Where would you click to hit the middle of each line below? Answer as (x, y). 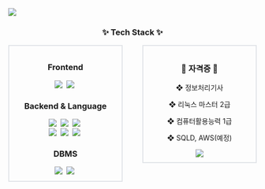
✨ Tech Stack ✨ (132, 32)
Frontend (65, 68)
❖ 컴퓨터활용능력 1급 (200, 120)
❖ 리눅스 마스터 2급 (200, 104)
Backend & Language (65, 106)
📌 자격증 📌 (200, 69)
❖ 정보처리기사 (200, 87)
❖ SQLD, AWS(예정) (200, 138)
